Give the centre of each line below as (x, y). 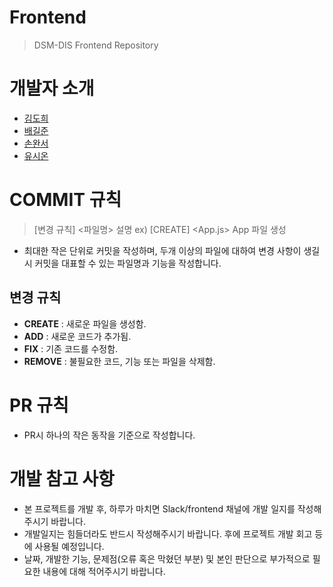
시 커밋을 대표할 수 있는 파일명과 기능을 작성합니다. (122, 263)
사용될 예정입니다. (69, 546)
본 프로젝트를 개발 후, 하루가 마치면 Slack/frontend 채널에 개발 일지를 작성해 (172, 508)
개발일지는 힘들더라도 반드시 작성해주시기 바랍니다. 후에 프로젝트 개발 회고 (168, 533)
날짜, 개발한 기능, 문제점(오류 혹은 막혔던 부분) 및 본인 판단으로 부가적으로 (167, 558)
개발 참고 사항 (62, 478)
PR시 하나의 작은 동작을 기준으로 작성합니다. (109, 435)
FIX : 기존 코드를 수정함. (71, 348)
